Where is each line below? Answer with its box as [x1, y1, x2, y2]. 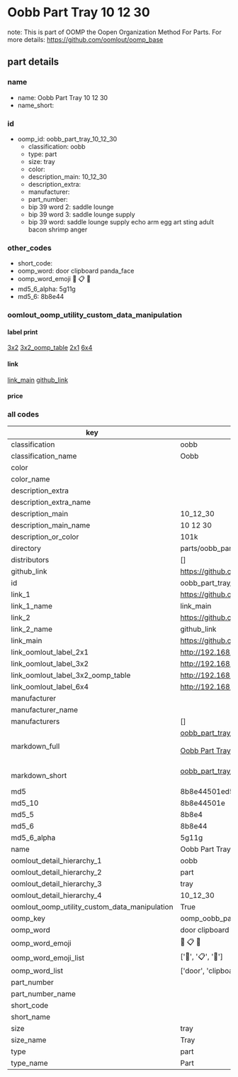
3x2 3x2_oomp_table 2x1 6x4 [7, 344, 93, 352]
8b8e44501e [180, 798, 225, 808]
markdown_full [11, 741, 60, 751]
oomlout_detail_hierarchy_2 [11, 868, 102, 878]
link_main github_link [7, 376, 69, 384]
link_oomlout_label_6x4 [11, 682, 89, 692]
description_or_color [11, 532, 79, 542]
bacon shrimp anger [28, 225, 88, 234]
